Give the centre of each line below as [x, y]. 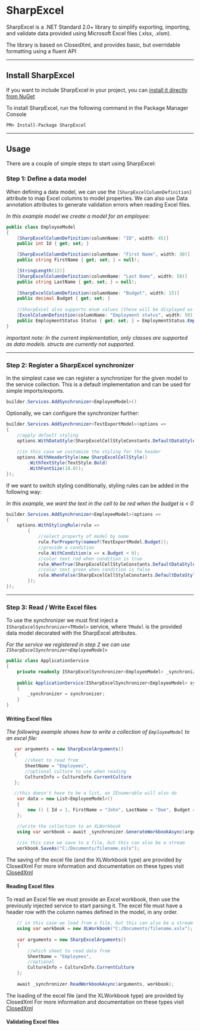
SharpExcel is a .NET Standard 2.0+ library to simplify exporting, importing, [98, 27]
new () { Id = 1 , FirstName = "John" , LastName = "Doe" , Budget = [112, 810]
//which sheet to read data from [69, 951]
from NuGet [21, 96]
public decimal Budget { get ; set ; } [64, 298]
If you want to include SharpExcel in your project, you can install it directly [97, 90]
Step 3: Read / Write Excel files [51, 607]
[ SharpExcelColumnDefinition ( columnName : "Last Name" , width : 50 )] [102, 276]
